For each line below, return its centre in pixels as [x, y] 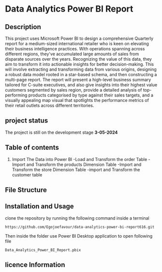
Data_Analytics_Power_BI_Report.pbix [43, 250]
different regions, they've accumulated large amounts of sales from [72, 54]
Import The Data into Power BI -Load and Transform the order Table [80, 159]
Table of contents [32, 148]
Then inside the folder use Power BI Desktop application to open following [79, 236]
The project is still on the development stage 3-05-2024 [61, 132]
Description [23, 27]
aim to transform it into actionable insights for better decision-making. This [79, 64]
